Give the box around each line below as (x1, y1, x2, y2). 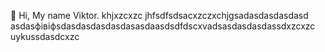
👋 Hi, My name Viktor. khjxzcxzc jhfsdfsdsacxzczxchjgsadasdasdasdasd (10, 10, 309, 21)
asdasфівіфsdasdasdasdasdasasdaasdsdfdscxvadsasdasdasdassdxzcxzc (10, 20, 316, 32)
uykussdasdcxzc (10, 31, 80, 42)
